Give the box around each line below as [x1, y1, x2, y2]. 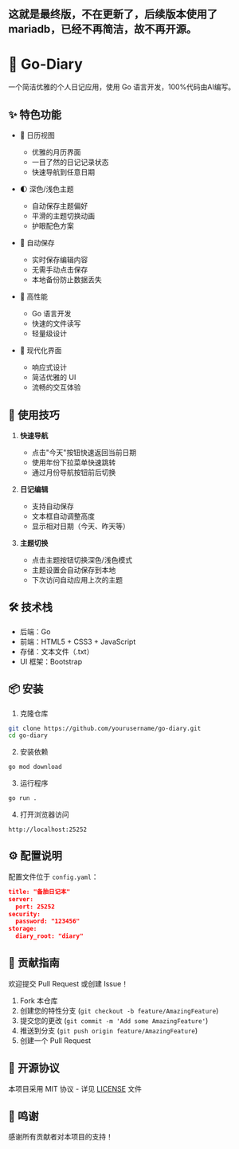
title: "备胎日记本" [8, 888, 70, 896]
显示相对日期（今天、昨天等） [31, 521, 130, 531]
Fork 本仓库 [19, 995, 58, 1006]
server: [8, 895, 34, 903]
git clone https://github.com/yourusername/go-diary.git [8, 724, 202, 732]
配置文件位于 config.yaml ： [8, 872, 99, 881]
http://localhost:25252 [8, 825, 88, 834]
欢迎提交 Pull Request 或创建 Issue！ [8, 978, 129, 988]
